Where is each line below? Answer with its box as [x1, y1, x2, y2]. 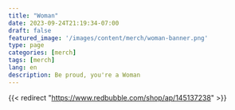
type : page [8, 41, 45, 49]
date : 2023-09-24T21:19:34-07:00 [8, 19, 119, 27]
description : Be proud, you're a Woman [8, 71, 141, 79]
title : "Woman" [8, 11, 59, 20]
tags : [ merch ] [8, 57, 56, 65]
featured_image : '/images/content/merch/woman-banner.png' [8, 33, 209, 42]
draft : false [8, 26, 52, 34]
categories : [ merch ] [8, 49, 77, 57]
